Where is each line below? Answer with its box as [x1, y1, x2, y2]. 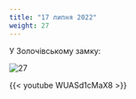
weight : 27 [9, 21, 50, 30]
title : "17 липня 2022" [9, 12, 98, 22]
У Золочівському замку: [9, 45, 101, 56]
